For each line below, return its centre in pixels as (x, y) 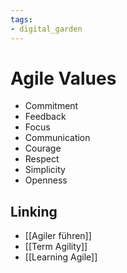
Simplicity (45, 170)
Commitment (51, 106)
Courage (43, 148)
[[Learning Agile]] (61, 257)
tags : (21, 19)
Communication (57, 138)
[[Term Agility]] (56, 247)
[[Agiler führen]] (58, 236)
